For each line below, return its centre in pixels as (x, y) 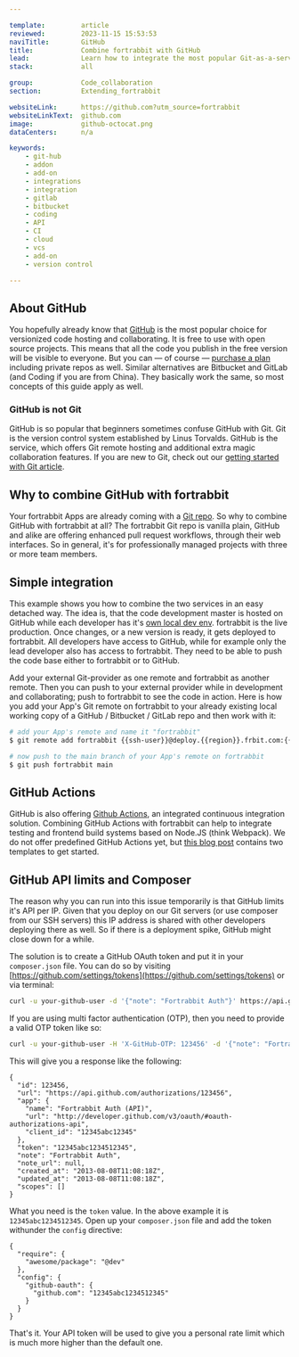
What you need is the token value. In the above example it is (119, 1211)
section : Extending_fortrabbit (85, 91)
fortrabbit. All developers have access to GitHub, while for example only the (148, 642)
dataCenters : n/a (51, 132)
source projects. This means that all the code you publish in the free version (148, 349)
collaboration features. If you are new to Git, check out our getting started (144, 457)
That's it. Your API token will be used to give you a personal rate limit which (147, 1333)
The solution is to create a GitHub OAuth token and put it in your (126, 957)
